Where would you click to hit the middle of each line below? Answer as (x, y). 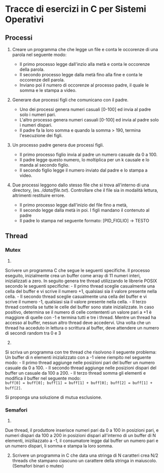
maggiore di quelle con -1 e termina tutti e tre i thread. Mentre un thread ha (81, 317)
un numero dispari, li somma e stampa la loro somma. (59, 445)
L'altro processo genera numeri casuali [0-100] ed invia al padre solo (89, 120)
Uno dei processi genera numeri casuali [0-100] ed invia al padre (85, 109)
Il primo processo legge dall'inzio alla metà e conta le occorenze (85, 64)
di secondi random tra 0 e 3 (33, 333)
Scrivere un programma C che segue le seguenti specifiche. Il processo (78, 270)
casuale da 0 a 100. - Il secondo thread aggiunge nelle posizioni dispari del (81, 368)
